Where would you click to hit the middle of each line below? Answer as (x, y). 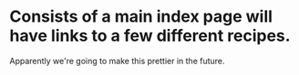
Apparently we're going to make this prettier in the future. (117, 61)
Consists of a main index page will (141, 17)
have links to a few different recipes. (150, 36)
